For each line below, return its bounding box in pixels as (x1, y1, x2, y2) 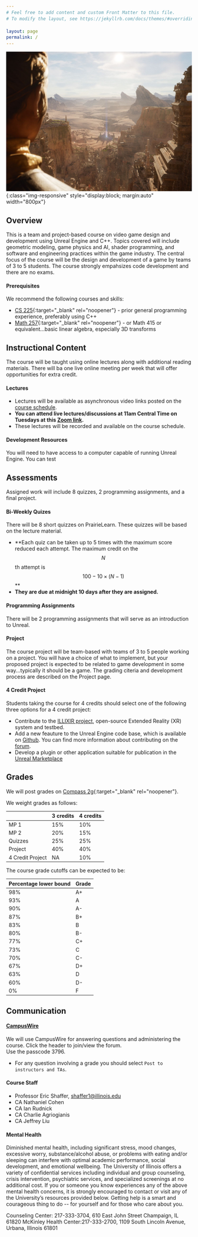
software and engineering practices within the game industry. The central (6, 250, 184, 257)
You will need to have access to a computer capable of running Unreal (6, 449, 177, 456)
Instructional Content (6, 342, 87, 353)
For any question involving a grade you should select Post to (14, 1059, 163, 1066)
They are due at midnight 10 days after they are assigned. (14, 588, 159, 596)
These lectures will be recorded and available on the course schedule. (14, 423, 186, 430)
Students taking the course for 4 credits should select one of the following (6, 700, 187, 707)
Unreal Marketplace (14, 755, 63, 762)
